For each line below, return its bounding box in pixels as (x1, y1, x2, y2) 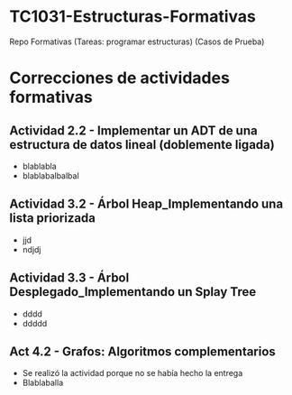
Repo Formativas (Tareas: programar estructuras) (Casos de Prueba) (9, 36, 265, 47)
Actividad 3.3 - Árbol (9, 271, 130, 286)
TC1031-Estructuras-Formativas (9, 6, 257, 27)
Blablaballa (22, 377, 64, 389)
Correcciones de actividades (9, 68, 230, 88)
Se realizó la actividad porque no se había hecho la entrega (22, 368, 243, 379)
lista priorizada (9, 210, 96, 226)
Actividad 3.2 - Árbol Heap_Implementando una (9, 197, 284, 212)
